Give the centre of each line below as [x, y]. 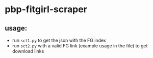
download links [28, 51]
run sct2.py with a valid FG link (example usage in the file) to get [80, 46]
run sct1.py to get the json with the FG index [59, 40]
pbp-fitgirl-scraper [46, 9]
